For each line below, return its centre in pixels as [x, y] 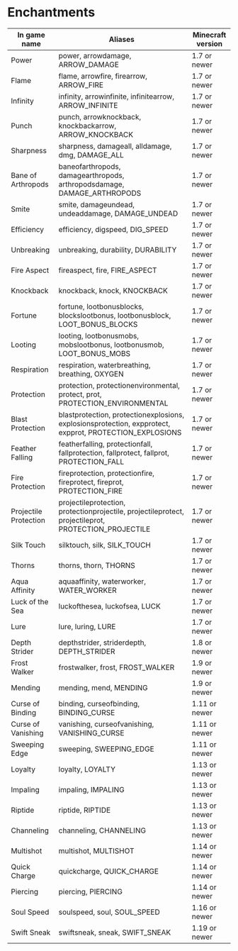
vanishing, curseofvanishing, [106, 724]
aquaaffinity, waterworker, [102, 581]
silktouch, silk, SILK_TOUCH [104, 545]
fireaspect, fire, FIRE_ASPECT [108, 270]
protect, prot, [80, 394]
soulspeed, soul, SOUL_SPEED [109, 912]
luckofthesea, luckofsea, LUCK [109, 606]
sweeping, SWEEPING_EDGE [106, 749]
